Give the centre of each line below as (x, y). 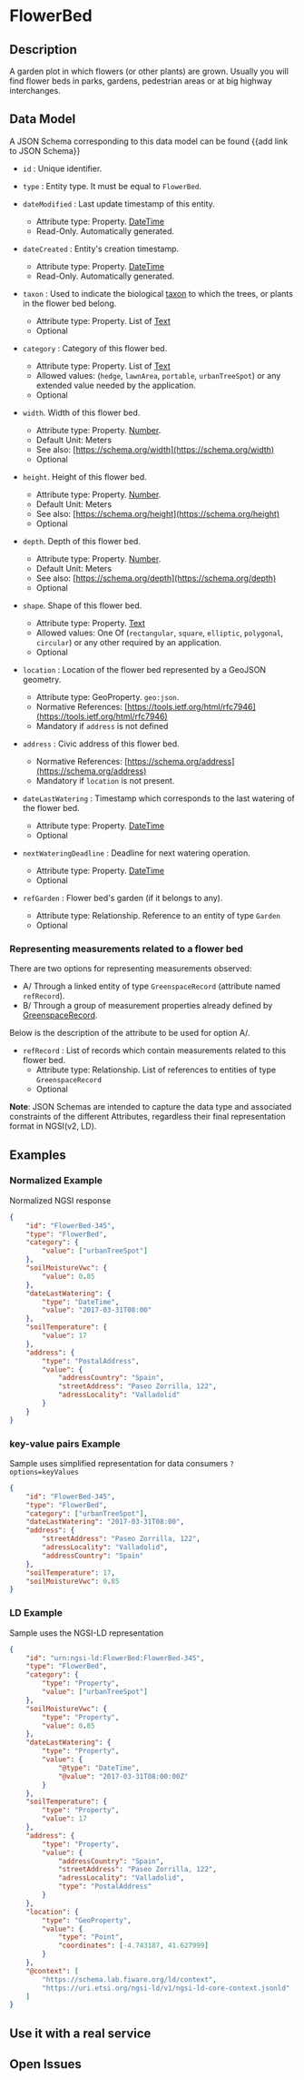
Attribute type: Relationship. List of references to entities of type (156, 1070)
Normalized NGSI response (60, 1200)
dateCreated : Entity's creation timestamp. (101, 249)
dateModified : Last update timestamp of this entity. (118, 203)
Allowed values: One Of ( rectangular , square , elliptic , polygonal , (160, 633)
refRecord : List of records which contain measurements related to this (154, 1050)
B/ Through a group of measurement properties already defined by (147, 1006)
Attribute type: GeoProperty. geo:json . (108, 696)
